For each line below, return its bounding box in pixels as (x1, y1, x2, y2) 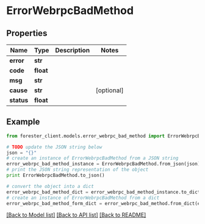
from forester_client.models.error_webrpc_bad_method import (6, 132, 165, 139)
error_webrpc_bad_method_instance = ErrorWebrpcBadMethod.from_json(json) (6, 161, 201, 167)
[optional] (95, 86, 124, 95)
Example (6, 117, 40, 127)
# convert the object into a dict (6, 183, 95, 189)
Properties (6, 28, 48, 38)
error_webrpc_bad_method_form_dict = (6, 200, 103, 206)
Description (54, 46, 90, 54)
